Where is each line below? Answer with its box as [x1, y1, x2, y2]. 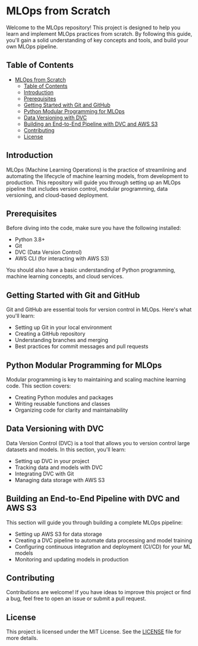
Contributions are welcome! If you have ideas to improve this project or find [6, 589, 191, 596]
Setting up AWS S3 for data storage [14, 530, 102, 538]
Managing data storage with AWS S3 [14, 476, 105, 483]
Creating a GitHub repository [14, 330, 86, 337]
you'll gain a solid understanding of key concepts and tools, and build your [6, 36, 189, 44]
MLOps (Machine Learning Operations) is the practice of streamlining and [6, 166, 187, 173]
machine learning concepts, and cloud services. [6, 273, 124, 280]
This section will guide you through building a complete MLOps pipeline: [6, 518, 183, 526]
